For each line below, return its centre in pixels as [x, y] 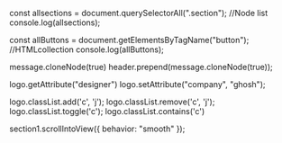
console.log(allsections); [55, 22]
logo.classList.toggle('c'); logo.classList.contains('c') [107, 111]
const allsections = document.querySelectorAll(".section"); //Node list [139, 13]
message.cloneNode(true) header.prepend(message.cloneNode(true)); [141, 67]
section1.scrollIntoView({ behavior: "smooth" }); [97, 129]
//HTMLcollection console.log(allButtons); [87, 49]
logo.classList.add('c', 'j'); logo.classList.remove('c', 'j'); [112, 102]
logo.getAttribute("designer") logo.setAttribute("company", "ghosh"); [137, 84]
